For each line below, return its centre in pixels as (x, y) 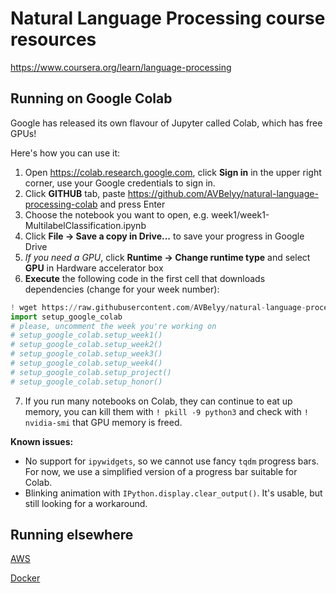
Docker (25, 578)
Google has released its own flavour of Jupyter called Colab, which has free (166, 123)
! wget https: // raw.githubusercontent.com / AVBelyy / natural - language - (158, 307)
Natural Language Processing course (168, 18)
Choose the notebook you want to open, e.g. (117, 214)
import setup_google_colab (66, 317)
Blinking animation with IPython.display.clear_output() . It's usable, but (173, 493)
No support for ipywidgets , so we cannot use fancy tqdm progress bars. (172, 461)
